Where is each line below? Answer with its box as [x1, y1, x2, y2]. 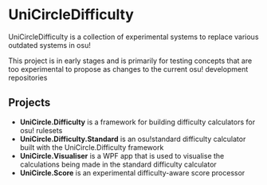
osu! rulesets [19, 125, 63, 135]
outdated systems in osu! [8, 40, 92, 49]
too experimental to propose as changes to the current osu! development [8, 64, 249, 73]
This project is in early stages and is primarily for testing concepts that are [8, 56, 253, 65]
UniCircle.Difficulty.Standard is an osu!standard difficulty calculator [19, 134, 246, 144]
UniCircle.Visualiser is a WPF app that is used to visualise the [19, 151, 225, 160]
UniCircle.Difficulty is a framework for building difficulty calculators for [19, 117, 256, 127]
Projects [8, 96, 51, 109]
